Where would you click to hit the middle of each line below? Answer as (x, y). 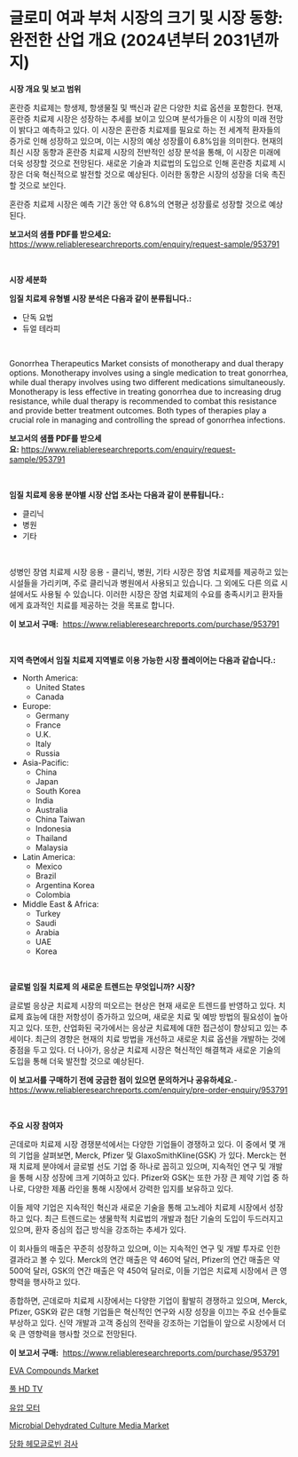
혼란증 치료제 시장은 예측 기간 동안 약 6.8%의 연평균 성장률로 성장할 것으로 (138, 204)
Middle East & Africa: (60, 904)
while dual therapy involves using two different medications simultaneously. (147, 382)
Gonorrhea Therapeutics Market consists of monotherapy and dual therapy (146, 363)
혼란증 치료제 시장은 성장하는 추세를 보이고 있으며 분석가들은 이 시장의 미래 (138, 118)
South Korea (58, 791)
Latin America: (48, 856)
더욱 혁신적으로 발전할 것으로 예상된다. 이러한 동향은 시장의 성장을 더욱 (147, 174)
